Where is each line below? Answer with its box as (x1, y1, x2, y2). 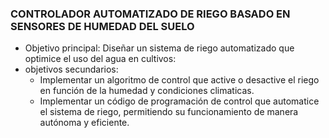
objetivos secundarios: (24, 63, 119, 76)
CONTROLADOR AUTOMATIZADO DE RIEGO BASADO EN (10, 7, 291, 21)
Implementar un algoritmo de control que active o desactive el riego (39, 74, 320, 86)
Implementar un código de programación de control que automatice (39, 95, 320, 107)
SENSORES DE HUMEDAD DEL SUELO (10, 19, 195, 33)
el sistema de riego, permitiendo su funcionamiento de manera (39, 106, 299, 118)
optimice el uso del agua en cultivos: (24, 53, 177, 65)
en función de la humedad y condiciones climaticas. (39, 85, 255, 97)
